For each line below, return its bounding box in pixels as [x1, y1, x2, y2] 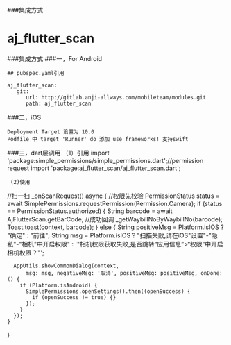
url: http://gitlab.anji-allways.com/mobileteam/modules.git [25, 94, 207, 101]
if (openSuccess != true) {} [32, 294, 117, 301]
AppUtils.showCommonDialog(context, [13, 262, 119, 269]
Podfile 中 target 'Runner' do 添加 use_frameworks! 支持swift [7, 135, 189, 142]
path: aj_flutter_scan [25, 100, 92, 107]
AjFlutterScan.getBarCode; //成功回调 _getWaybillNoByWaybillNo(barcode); [7, 214, 223, 224]
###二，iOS [7, 113, 42, 121]
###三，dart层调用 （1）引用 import [7, 149, 110, 157]
